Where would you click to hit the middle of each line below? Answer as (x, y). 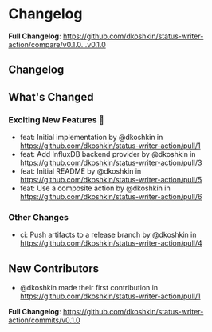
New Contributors (54, 268)
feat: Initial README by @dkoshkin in (80, 171)
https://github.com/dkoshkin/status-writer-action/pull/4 (111, 243)
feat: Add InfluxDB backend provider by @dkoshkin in (108, 154)
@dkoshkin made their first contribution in (88, 288)
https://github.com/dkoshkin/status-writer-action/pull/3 (111, 163)
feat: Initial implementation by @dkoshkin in (91, 138)
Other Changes (39, 217)
